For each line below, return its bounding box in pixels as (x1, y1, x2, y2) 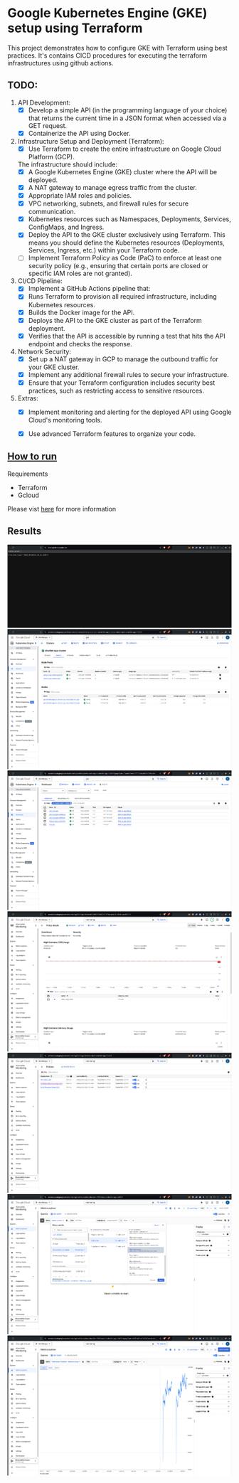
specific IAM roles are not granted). (28, 269, 133, 278)
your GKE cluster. (28, 363, 80, 371)
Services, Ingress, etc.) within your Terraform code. (28, 246, 180, 255)
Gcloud (17, 491, 39, 499)
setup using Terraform (7, 20, 143, 36)
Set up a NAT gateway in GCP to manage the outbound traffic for (28, 354, 218, 363)
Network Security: (17, 347, 71, 356)
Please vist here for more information (7, 504, 116, 513)
